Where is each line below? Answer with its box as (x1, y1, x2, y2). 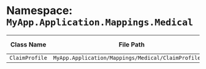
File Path (118, 40, 145, 49)
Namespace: (6, 4, 73, 18)
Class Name (10, 40, 47, 49)
